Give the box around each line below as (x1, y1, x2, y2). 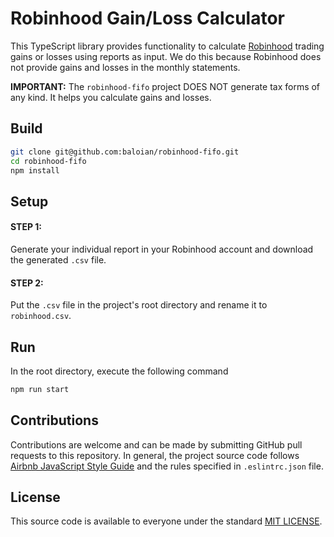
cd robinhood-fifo (10, 156, 87, 166)
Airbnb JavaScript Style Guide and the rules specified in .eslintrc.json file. (10, 460, 324, 472)
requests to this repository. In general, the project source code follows (10, 449, 300, 461)
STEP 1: (10, 221, 43, 233)
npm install (10, 165, 60, 176)
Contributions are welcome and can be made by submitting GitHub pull (10, 438, 303, 451)
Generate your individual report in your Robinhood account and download (10, 243, 314, 255)
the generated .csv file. (10, 253, 107, 266)
